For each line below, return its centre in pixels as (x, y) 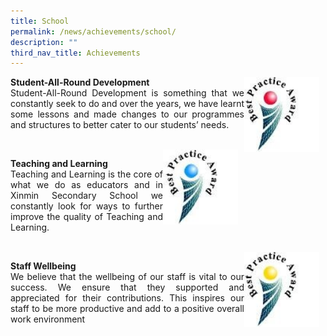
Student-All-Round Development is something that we (127, 93)
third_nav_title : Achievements (75, 53)
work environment (48, 319)
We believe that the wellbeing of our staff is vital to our (127, 277)
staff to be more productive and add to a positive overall (127, 309)
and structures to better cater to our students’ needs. (120, 125)
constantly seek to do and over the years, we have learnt (127, 104)
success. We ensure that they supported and (127, 287)
